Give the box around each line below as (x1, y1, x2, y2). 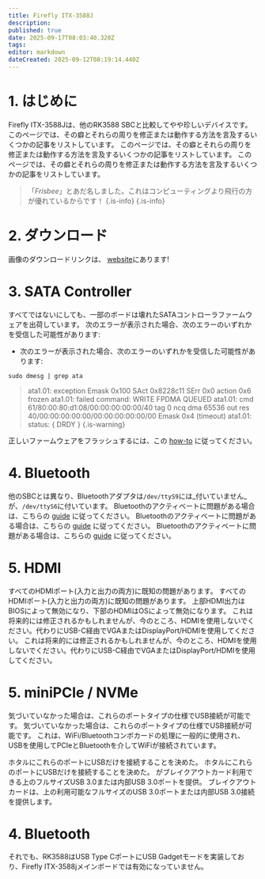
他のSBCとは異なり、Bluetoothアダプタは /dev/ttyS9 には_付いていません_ (8, 491, 248, 501)
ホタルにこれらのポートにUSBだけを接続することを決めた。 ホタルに (8, 757, 232, 767)
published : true (8, 26, 62, 34)
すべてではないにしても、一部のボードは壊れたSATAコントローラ (8, 309, 218, 319)
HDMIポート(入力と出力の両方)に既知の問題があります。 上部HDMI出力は (8, 596, 245, 605)
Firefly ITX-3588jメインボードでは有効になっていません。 (21, 862, 208, 871)
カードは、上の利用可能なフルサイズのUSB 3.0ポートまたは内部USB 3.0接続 (8, 786, 256, 796)
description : (8, 19, 51, 27)
